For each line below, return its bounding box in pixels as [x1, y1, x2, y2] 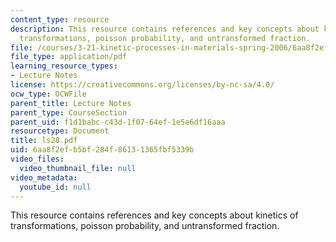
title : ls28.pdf [10, 136, 78, 146]
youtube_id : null [19, 182, 92, 192]
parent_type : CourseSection [10, 107, 128, 118]
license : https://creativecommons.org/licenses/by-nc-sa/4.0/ [10, 80, 275, 90]
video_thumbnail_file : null [19, 163, 137, 173]
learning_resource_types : [10, 61, 118, 71]
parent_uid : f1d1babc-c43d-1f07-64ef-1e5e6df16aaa [10, 117, 226, 127]
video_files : [10, 154, 65, 164]
